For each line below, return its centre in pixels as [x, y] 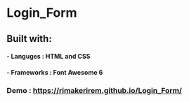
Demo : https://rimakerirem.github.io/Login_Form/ [94, 90]
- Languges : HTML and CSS [48, 57]
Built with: [29, 39]
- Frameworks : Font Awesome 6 [55, 72]
